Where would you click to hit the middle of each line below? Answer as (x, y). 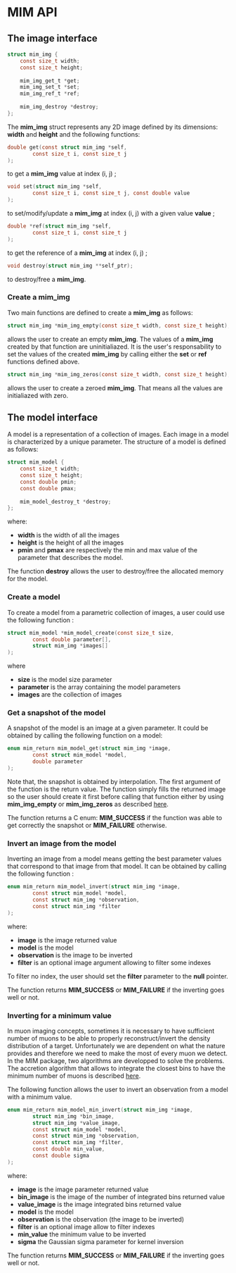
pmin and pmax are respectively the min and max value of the (107, 550)
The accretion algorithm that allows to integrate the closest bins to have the (117, 1068)
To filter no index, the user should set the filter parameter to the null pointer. (118, 976)
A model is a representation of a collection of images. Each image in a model (118, 435)
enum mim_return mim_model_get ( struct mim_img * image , (89, 749)
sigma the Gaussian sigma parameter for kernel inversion (100, 1241)
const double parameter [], (72, 639)
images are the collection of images (70, 695)
